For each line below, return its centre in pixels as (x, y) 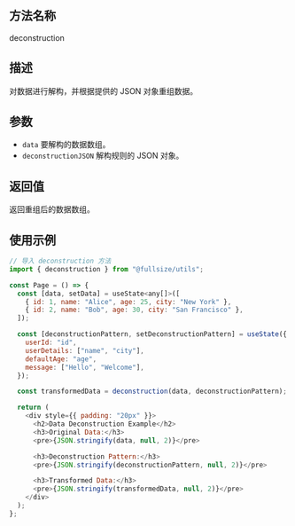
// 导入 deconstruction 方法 (60, 261)
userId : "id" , (51, 343)
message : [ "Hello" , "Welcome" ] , (85, 367)
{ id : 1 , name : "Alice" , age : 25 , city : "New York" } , (128, 302)
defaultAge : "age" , (61, 359)
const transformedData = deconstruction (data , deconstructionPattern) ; (152, 392)
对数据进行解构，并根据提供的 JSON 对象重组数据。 (104, 90)
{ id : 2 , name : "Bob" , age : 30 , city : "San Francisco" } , (134, 310)
